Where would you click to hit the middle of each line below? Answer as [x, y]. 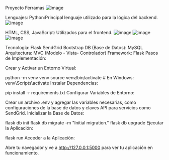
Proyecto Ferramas [25, 8]
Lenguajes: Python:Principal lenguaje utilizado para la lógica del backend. [81, 17]
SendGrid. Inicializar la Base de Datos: [45, 113]
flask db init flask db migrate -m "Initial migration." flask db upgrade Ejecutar [84, 123]
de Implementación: [26, 58]
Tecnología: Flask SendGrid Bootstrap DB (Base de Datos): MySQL [74, 47]
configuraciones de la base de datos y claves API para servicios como [78, 108]
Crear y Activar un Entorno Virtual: [41, 68]
